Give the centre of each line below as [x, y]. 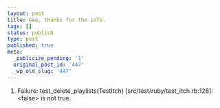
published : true [30, 45]
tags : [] [20, 26]
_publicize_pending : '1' [49, 58]
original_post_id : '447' [49, 65]
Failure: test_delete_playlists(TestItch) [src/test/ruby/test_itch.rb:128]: [115, 91]
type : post [23, 39]
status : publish [30, 33]
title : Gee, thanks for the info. [57, 20]
